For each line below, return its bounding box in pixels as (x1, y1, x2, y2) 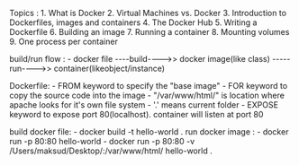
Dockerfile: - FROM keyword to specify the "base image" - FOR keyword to (9, 81, 288, 91)
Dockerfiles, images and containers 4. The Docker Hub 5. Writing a (9, 17, 258, 28)
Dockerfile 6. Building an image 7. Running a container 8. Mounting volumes (9, 27, 290, 37)
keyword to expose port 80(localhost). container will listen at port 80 (9, 109, 264, 119)
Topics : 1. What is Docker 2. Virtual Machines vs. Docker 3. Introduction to (9, 8, 286, 18)
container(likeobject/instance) (53, 63, 165, 74)
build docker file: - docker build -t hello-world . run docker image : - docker (9, 126, 289, 137)
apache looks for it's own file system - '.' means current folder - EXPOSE (9, 100, 279, 110)
